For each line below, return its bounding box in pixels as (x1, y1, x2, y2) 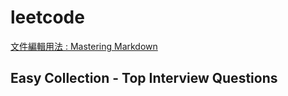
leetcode (10, 6, 85, 29)
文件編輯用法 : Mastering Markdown (10, 40, 158, 52)
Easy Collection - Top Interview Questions (10, 70, 278, 87)
